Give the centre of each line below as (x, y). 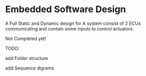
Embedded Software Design (66, 9)
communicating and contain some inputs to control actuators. (70, 28)
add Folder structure (27, 58)
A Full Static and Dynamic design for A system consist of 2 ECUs (73, 23)
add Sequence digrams (30, 68)
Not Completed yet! (26, 39)
